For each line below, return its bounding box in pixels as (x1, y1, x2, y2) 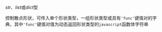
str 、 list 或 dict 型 (5, 4, 38, 10)
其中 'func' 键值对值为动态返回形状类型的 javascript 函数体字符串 (14, 21, 149, 27)
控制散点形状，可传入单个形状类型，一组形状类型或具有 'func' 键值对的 (5, 15, 152, 21)
